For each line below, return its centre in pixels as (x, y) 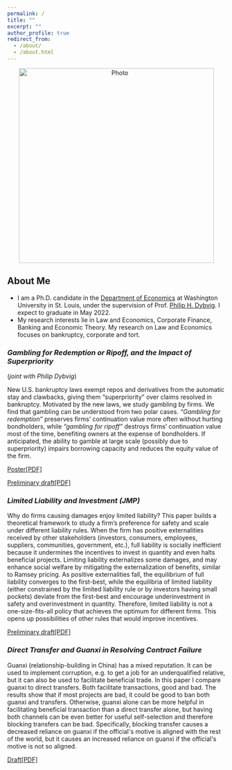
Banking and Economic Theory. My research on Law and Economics (115, 327)
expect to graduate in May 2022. (64, 312)
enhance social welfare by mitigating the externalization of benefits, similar (114, 567)
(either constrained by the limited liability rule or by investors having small (112, 589)
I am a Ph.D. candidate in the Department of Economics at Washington (117, 298)
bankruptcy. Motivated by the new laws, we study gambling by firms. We (111, 404)
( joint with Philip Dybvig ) (42, 376)
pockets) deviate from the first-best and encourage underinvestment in (109, 597)
